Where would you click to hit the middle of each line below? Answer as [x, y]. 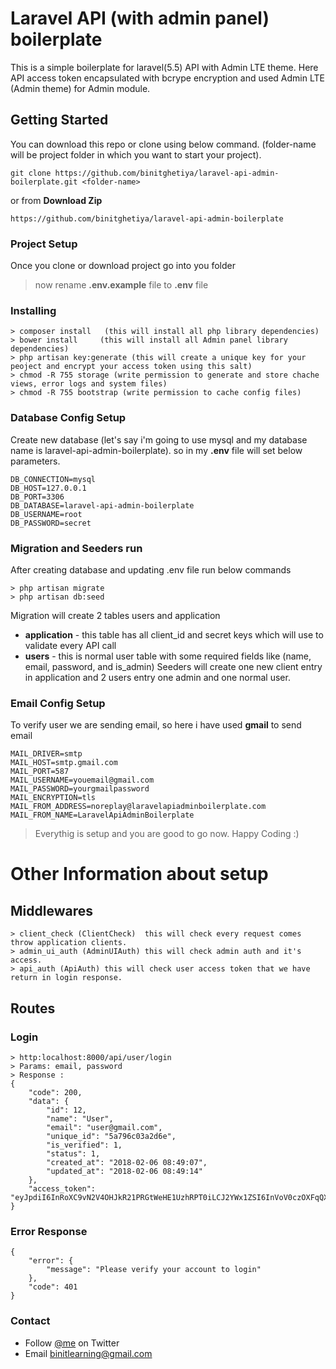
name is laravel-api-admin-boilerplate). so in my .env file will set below [156, 450]
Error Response [49, 1231]
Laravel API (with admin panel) [140, 18]
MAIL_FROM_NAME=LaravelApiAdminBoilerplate [102, 815]
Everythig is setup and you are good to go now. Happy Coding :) [167, 834]
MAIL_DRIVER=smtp [46, 754]
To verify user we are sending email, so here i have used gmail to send [156, 725]
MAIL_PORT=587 [40, 772]
